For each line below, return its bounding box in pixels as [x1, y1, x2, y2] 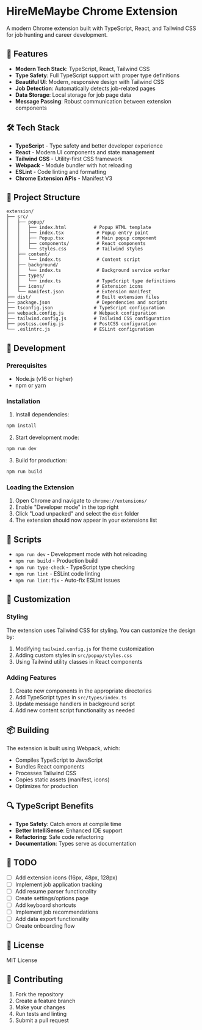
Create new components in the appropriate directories [15, 687, 152, 694]
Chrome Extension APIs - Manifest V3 [15, 175, 113, 182]
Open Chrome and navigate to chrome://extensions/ [15, 497, 148, 505]
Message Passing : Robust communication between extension [15, 97, 172, 105]
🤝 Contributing [6, 974, 63, 985]
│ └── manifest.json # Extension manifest [6, 289, 151, 295]
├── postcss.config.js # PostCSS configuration [6, 321, 157, 327]
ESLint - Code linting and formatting [15, 168, 107, 175]
